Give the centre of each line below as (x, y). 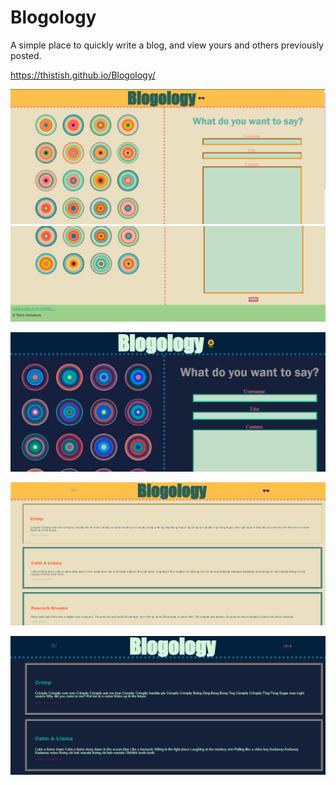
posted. (26, 55)
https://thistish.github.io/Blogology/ (83, 75)
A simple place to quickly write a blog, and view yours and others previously (167, 45)
